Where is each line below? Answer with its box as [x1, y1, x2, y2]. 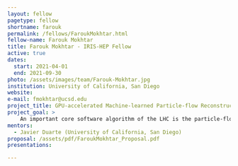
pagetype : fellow [7, 17, 59, 24]
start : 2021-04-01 [13, 63, 69, 70]
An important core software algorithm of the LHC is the [20, 115, 192, 122]
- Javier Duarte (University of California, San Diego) [13, 129, 182, 136]
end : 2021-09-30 [13, 69, 62, 76]
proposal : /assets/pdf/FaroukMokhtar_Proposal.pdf [7, 135, 160, 142]
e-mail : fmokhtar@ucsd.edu [7, 96, 87, 103]
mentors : [7, 121, 33, 129]
